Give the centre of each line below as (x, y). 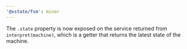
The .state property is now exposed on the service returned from (87, 28)
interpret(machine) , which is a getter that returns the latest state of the (93, 35)
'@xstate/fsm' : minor (33, 12)
